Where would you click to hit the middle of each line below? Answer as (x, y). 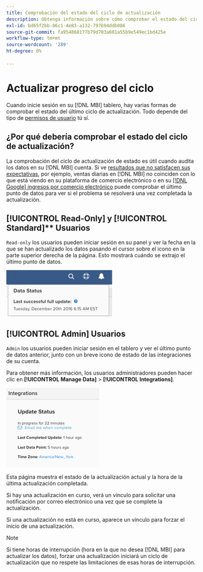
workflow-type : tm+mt (34, 38)
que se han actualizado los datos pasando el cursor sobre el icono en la (96, 249)
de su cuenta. (23, 361)
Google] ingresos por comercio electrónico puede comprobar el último (94, 186)
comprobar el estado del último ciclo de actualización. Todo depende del (97, 111)
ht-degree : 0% (24, 51)
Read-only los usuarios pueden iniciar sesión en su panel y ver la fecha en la (101, 243)
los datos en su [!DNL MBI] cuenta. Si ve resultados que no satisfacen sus (98, 167)
